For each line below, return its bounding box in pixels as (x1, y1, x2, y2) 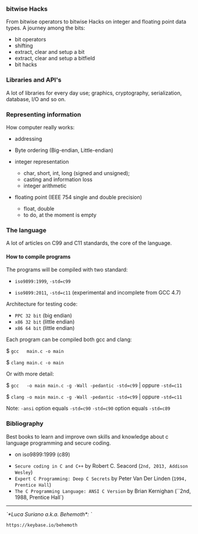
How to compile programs (6, 253, 71, 260)
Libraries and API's (6, 76, 62, 84)
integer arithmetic (23, 182, 67, 189)
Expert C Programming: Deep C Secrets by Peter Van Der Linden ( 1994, (14, 475, 187, 482)
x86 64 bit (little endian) (14, 325, 75, 332)
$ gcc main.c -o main (6, 348, 64, 355)
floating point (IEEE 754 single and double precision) (14, 193, 143, 200)
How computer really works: (6, 124, 75, 131)
